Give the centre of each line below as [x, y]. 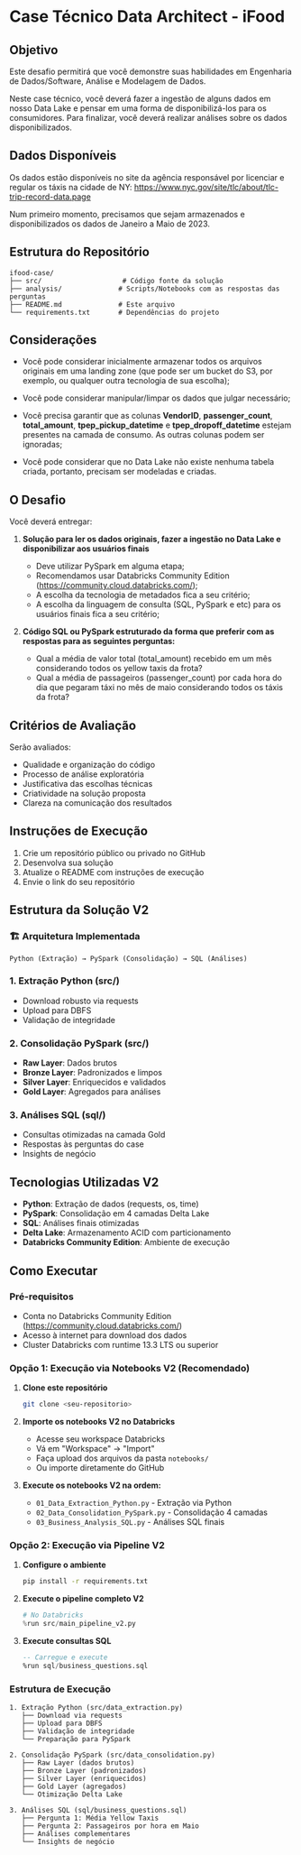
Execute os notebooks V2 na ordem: [92, 1485]
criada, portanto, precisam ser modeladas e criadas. [119, 472]
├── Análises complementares [76, 1834]
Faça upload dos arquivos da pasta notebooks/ [122, 1458]
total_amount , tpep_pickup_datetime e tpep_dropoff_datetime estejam [157, 425]
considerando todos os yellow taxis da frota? [119, 669]
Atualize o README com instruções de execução [113, 872]
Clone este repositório [65, 1388]
